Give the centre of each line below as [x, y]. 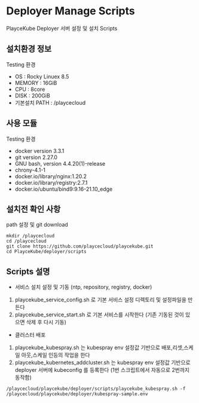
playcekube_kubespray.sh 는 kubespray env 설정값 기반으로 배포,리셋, [99, 347]
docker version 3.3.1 [39, 151]
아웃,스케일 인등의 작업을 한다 [56, 355]
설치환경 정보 [29, 49]
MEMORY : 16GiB [36, 83]
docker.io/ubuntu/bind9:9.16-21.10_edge [64, 189]
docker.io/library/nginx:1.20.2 [51, 176]
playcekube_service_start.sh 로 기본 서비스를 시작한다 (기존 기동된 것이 [99, 315]
